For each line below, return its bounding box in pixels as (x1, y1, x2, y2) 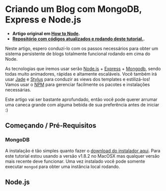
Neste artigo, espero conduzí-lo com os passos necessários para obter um (5, 45, 159, 51)
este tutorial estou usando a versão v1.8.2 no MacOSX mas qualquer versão (5, 153, 160, 159)
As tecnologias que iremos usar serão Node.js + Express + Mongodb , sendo (5, 66, 161, 72)
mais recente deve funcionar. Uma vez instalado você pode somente (5, 158, 145, 164)
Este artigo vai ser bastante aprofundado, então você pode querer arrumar (5, 96, 158, 102)
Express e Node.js (5, 14, 82, 25)
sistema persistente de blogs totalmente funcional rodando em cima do (5, 51, 151, 57)
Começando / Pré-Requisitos (5, 121, 97, 130)
